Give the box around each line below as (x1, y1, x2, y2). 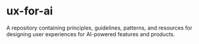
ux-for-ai (6, 4, 53, 18)
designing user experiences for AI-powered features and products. (6, 30, 176, 37)
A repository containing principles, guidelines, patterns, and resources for (6, 24, 193, 31)
